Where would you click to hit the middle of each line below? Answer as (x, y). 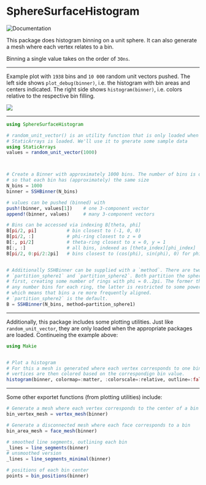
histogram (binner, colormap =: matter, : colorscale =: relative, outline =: (100, 380)
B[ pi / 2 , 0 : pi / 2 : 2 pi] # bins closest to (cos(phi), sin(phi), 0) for (98, 254)
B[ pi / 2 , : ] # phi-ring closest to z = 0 (74, 237)
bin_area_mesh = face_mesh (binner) (52, 431)
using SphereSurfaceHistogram (45, 124)
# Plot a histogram (31, 363)
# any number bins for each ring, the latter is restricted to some (96, 287)
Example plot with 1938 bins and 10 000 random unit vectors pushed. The (98, 76)
